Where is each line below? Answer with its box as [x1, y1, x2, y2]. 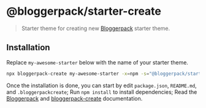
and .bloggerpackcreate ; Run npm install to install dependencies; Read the [6, 88, 197, 96]
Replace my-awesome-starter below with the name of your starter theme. [6, 58, 189, 66]
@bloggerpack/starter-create [6, 4, 161, 18]
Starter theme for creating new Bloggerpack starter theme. [21, 25, 170, 32]
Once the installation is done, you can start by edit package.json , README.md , [6, 82, 197, 89]
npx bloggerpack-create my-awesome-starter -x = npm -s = [6, 71, 150, 77]
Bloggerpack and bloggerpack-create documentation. [6, 94, 143, 102]
